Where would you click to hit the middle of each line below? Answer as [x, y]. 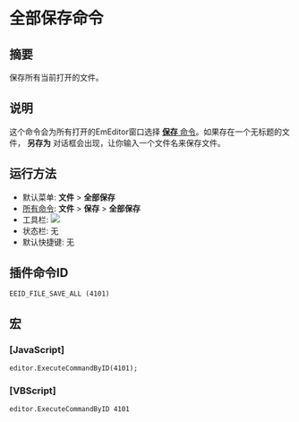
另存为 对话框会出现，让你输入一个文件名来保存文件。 [126, 142]
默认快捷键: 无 [48, 242]
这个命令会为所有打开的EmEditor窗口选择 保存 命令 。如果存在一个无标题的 [146, 132]
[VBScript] [33, 391]
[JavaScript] [37, 349]
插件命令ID [39, 273]
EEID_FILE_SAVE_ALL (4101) [60, 294]
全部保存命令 [57, 18]
